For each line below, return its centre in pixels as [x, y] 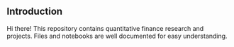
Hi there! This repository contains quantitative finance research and [105, 28]
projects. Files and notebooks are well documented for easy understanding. [117, 36]
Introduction [35, 12]
